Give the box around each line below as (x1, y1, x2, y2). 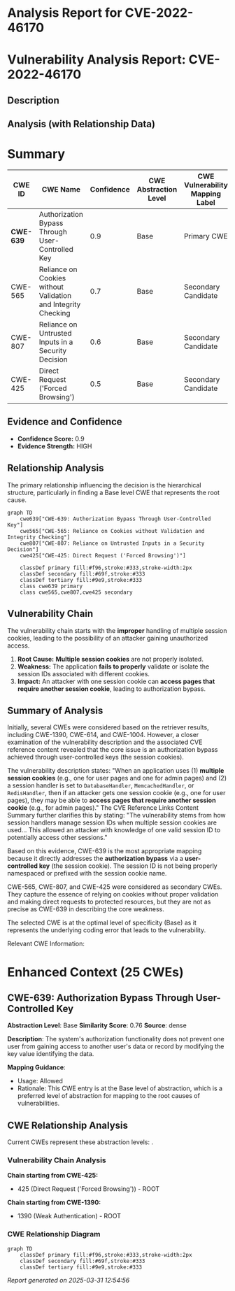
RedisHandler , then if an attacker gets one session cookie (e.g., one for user (7, 789, 226, 797)
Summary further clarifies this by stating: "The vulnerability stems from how (7, 811, 226, 820)
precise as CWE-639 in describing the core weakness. (7, 905, 164, 913)
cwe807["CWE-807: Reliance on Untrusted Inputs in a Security (20, 540, 205, 547)
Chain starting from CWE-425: (7, 1171, 99, 1180)
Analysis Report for (7, 5, 122, 21)
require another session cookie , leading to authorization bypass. (17, 684, 206, 693)
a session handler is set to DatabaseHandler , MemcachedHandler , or (7, 781, 194, 790)
